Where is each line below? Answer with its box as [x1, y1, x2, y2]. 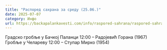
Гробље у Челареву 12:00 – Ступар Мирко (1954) [5, 40, 110, 46]
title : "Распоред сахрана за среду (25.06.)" [5, 7, 101, 12]
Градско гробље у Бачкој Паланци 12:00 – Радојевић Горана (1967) [5, 34, 148, 40]
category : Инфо [5, 16, 37, 21]
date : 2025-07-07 [5, 12, 41, 17]
